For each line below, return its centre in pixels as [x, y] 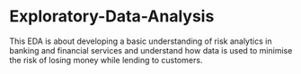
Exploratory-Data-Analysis [112, 16]
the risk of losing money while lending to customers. [106, 60]
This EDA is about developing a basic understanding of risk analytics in [141, 41]
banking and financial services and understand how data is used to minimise [151, 50]
